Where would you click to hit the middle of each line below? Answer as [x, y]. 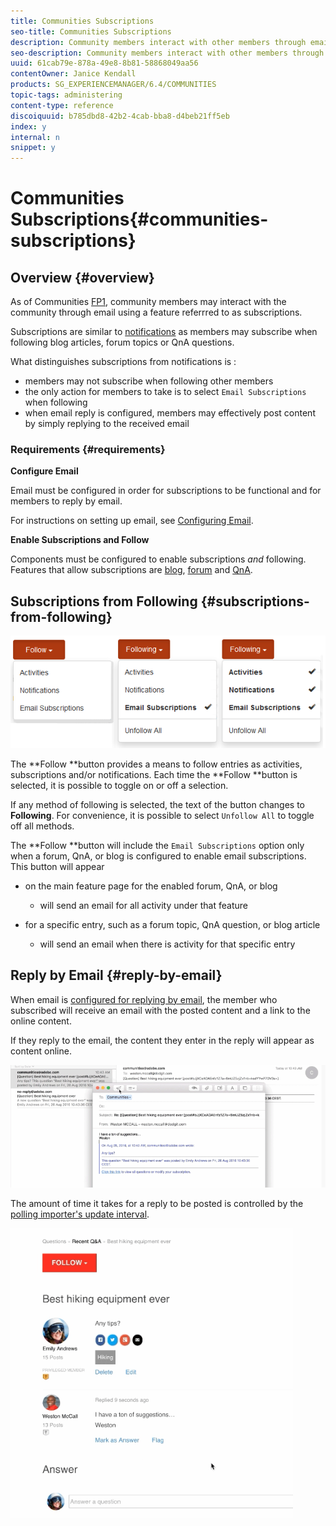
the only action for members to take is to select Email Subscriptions [165, 392]
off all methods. [42, 826]
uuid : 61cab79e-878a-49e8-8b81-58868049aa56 [104, 63]
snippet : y [33, 148]
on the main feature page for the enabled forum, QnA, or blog [151, 886]
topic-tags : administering [66, 95]
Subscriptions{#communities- [139, 219]
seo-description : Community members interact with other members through [167, 53]
